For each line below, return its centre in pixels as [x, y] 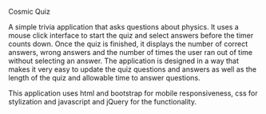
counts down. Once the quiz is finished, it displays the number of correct [128, 44]
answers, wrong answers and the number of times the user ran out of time [131, 52]
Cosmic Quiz [29, 12]
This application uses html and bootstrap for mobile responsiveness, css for [133, 93]
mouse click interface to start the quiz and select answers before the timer [131, 35]
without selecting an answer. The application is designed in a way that [124, 61]
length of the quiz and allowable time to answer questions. [105, 78]
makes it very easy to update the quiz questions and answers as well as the [133, 69]
